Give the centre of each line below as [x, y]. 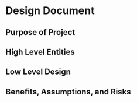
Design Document [50, 11]
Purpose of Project [40, 32]
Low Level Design [38, 72]
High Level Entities [40, 52]
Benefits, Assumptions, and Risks [68, 92]
